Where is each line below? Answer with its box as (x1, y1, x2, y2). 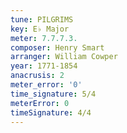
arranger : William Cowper (10, 52, 118, 62)
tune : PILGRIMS (10, 14, 74, 25)
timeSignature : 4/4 (10, 107, 92, 118)
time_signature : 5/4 (10, 89, 97, 99)
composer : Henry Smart (10, 42, 105, 53)
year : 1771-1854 (10, 61, 78, 71)
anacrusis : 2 (10, 71, 65, 81)
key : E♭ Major (10, 24, 70, 34)
